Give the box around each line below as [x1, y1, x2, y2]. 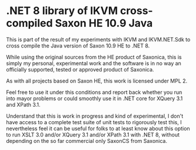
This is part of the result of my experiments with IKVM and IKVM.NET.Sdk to [6, 36, 191, 43]
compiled [6, 16, 53, 30]
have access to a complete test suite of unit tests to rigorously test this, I [6, 118, 182, 125]
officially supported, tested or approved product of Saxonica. [6, 66, 154, 73]
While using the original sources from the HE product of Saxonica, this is [6, 53, 182, 60]
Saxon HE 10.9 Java [55, 16, 153, 30]
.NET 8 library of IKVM [6, 4, 118, 18]
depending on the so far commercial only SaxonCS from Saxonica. [6, 137, 168, 144]
